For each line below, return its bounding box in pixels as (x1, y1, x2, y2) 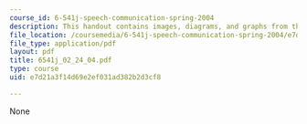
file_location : (9, 30, 68, 39)
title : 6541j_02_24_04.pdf (9, 56, 112, 65)
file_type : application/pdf (9, 38, 117, 48)
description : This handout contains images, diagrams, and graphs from (9, 22, 288, 31)
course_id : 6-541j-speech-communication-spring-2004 (9, 13, 215, 23)
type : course (9, 65, 59, 74)
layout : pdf (9, 47, 55, 57)
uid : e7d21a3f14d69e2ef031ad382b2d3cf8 (9, 73, 162, 82)
